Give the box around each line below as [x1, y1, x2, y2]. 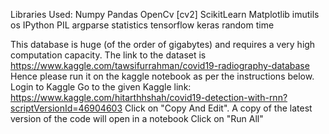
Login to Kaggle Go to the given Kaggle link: [10, 81, 192, 93]
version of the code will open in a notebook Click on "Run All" [10, 113, 264, 124]
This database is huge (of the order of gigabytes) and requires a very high [10, 39, 316, 50]
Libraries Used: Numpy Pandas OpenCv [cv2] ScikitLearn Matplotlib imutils [10, 9, 320, 20]
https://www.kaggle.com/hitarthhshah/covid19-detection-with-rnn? [10, 92, 288, 103]
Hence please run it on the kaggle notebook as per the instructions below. [10, 70, 315, 82]
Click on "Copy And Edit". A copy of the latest [124, 102, 313, 114]
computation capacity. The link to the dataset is [10, 49, 207, 61]
